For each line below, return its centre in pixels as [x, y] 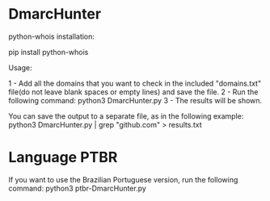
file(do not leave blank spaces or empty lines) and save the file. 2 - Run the [133, 92]
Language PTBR [63, 157]
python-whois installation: [52, 36]
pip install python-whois [49, 52]
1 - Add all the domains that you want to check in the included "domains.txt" [135, 83]
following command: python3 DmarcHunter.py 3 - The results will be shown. [135, 100]
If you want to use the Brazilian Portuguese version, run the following [123, 179]
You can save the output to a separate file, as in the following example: [126, 116]
